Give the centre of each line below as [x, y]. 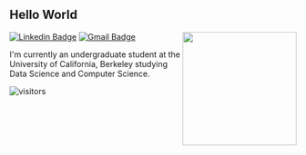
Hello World [43, 15]
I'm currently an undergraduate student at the [95, 54]
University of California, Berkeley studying [89, 63]
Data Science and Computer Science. [80, 73]
